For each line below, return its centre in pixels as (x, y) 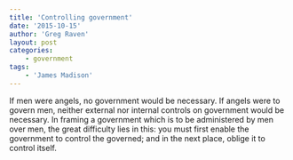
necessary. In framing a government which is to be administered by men (141, 119)
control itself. (33, 148)
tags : (19, 68)
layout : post (33, 42)
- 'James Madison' (59, 76)
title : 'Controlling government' (71, 17)
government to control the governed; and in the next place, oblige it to (138, 138)
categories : (31, 51)
